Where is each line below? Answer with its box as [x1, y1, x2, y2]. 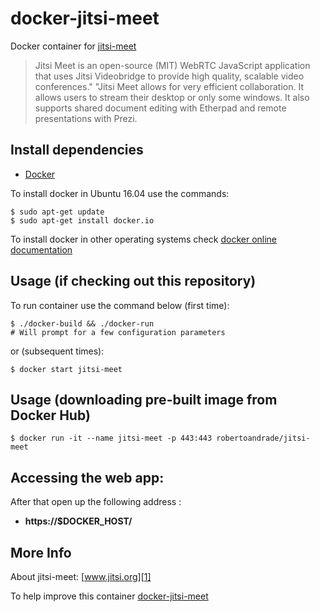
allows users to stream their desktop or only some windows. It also [34, 91, 310, 103]
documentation [10, 243, 73, 256]
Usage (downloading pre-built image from [10, 391, 278, 408]
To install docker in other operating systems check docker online [10, 233, 278, 245]
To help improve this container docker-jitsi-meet [10, 590, 209, 602]
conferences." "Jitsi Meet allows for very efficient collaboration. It [34, 80, 304, 92]
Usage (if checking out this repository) [10, 273, 257, 290]
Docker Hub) [10, 407, 91, 424]
